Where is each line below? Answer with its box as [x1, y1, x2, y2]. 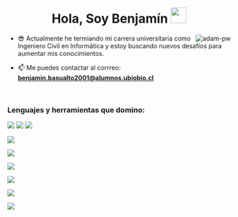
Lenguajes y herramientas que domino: [7, 105, 145, 115]
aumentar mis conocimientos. [17, 49, 105, 57]
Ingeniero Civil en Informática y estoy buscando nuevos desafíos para [17, 41, 222, 50]
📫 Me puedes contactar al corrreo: [17, 63, 121, 72]
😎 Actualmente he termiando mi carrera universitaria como [17, 34, 191, 43]
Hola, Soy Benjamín [51, 11, 169, 27]
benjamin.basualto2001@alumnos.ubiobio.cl [17, 73, 154, 82]
